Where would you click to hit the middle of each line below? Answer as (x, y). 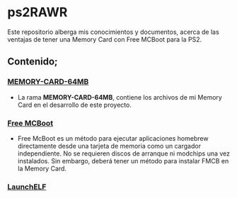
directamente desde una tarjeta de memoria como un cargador (109, 146)
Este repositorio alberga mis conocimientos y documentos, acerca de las (113, 32)
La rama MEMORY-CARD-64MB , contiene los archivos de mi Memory (120, 97)
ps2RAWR (37, 12)
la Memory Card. (42, 168)
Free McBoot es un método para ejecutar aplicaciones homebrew (113, 138)
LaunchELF (27, 187)
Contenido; (33, 62)
